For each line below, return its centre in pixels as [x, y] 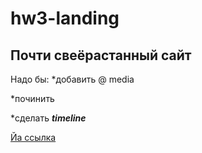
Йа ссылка [33, 137]
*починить [32, 98]
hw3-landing [65, 18]
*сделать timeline [48, 118]
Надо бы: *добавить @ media [72, 79]
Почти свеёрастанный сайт [101, 55]
